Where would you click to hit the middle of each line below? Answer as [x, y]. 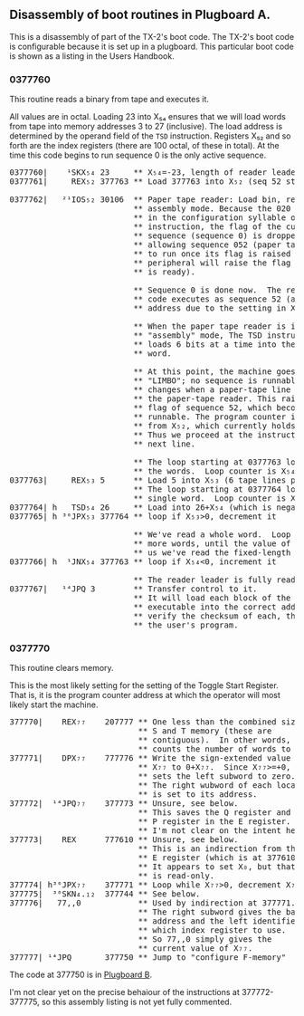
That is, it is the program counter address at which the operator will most [145, 695]
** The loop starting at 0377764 [208, 489]
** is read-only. [176, 876]
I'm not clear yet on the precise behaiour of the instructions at [124, 992]
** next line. [165, 444]
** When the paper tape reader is [210, 326]
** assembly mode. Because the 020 [212, 209]
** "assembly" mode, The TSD [198, 335]
